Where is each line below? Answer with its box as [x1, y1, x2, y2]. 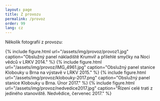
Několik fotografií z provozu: [5, 39, 63, 45]
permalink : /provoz [5, 16, 46, 21]
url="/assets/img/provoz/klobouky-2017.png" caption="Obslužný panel [5, 75, 150, 81]
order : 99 [5, 21, 26, 26]
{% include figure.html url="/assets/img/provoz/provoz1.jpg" [5, 49, 129, 55]
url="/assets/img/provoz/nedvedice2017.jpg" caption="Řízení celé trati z [5, 85, 153, 91]
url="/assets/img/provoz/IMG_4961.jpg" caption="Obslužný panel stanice [5, 65, 155, 70]
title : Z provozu [5, 12, 41, 17]
